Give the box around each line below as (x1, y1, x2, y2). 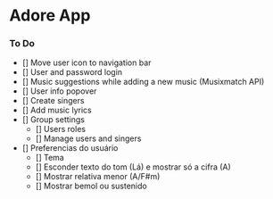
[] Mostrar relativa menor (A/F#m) (35, 171, 161, 182)
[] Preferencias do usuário (21, 143, 119, 153)
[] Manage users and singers (35, 133, 142, 144)
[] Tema (35, 153, 64, 163)
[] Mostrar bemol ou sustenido (35, 180, 147, 192)
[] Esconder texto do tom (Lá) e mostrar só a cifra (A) (35, 162, 232, 172)
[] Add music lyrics (21, 104, 92, 116)
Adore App (9, 5, 91, 26)
